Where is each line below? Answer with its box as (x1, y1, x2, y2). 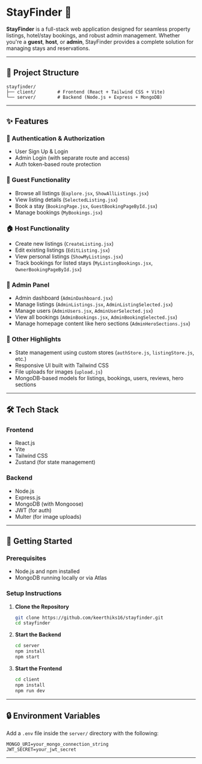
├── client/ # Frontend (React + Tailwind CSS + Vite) (6, 89, 165, 95)
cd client (14, 676, 40, 683)
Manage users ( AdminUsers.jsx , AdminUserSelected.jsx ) (14, 307, 153, 315)
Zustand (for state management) (14, 459, 96, 466)
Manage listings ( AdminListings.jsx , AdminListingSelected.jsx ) (14, 301, 173, 308)
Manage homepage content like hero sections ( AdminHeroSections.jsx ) (14, 320, 191, 327)
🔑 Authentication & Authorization (6, 134, 105, 143)
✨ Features (6, 116, 49, 127)
